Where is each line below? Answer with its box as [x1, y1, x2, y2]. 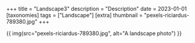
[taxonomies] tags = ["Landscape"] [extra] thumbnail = [6, 12, 143, 19]
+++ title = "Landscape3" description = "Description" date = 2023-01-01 [6, 5, 187, 12]
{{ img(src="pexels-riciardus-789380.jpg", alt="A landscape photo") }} [6, 30, 182, 37]
